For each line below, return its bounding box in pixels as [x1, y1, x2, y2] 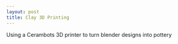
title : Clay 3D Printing [6, 14, 69, 20]
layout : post [6, 8, 40, 15]
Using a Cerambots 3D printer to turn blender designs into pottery [6, 31, 172, 38]
